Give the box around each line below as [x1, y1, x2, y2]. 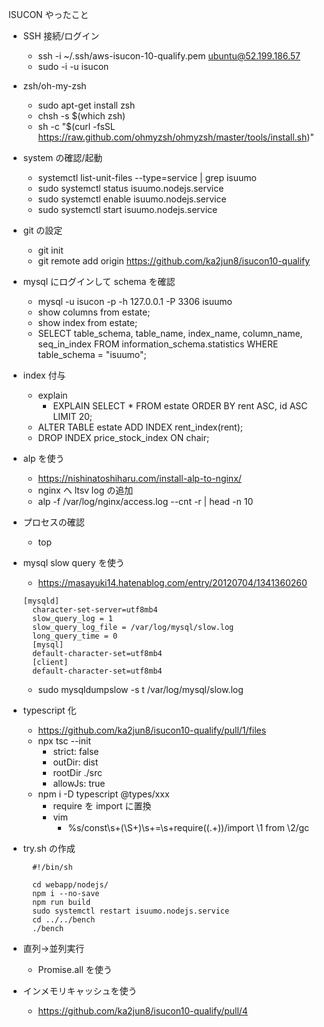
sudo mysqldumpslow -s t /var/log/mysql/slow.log [37, 684, 244, 695]
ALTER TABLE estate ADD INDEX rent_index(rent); [37, 421, 244, 433]
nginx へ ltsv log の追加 [37, 484, 134, 496]
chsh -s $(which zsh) [37, 110, 126, 122]
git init [37, 244, 64, 256]
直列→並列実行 [22, 943, 85, 954]
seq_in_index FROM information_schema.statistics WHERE [37, 338, 279, 350]
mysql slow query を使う [22, 557, 125, 568]
